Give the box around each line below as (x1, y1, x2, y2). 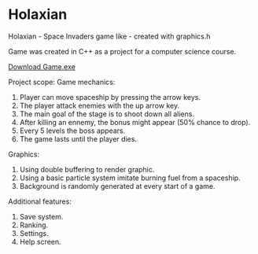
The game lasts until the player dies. (19, 134, 138, 143)
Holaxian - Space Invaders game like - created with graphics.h (8, 31, 211, 41)
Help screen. (19, 237, 61, 246)
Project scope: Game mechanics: (8, 77, 116, 87)
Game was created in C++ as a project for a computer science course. (8, 46, 237, 56)
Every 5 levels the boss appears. (19, 126, 126, 135)
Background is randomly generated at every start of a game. (19, 181, 216, 190)
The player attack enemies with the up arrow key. (19, 101, 179, 110)
